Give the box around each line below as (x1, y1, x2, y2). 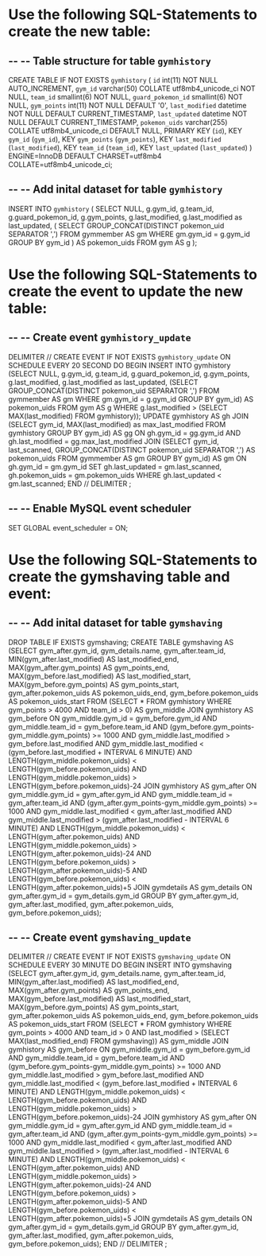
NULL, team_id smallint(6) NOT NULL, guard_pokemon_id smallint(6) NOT (8, 92, 244, 101)
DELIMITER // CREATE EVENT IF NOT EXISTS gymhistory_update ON (8, 352, 231, 361)
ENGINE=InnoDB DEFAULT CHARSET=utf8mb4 (8, 151, 162, 161)
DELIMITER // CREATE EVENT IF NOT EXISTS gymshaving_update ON (8, 952, 231, 962)
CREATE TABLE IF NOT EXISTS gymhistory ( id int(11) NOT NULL (8, 76, 218, 84)
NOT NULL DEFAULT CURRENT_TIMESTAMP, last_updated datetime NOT (8, 109, 248, 119)
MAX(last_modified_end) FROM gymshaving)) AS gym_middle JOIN (8, 1036, 229, 1046)
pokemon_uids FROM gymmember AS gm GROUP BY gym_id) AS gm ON (8, 453, 247, 463)
